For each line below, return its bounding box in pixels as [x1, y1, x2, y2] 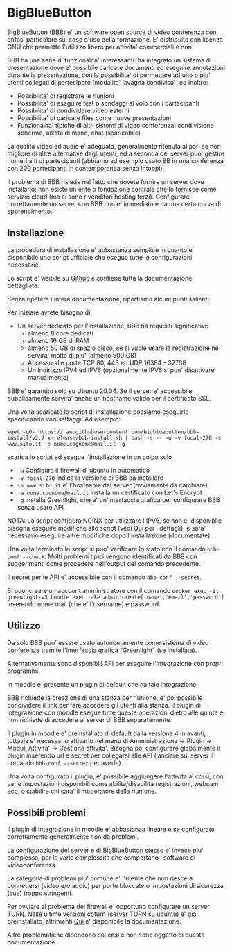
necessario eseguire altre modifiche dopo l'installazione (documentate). [7, 531, 213, 540]
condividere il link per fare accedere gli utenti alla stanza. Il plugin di [7, 701, 201, 709]
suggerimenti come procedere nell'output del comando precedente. [7, 559, 201, 567]
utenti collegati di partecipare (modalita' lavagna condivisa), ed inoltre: [7, 78, 208, 86]
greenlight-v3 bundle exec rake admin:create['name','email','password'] [7, 594, 225, 601]
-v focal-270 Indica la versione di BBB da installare [17, 474, 164, 482]
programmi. [7, 667, 40, 675]
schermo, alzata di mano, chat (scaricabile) [17, 128, 141, 137]
